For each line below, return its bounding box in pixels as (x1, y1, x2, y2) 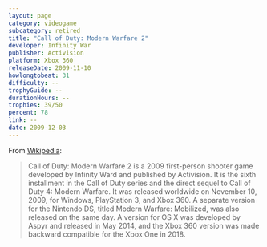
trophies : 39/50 (8, 101, 63, 109)
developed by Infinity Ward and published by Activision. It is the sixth (27, 169, 257, 179)
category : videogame (8, 19, 78, 27)
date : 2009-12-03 (8, 123, 67, 132)
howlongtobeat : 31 (8, 71, 70, 79)
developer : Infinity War (8, 42, 91, 50)
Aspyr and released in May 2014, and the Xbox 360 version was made (27, 221, 260, 230)
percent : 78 (8, 109, 48, 117)
